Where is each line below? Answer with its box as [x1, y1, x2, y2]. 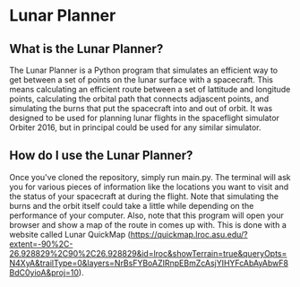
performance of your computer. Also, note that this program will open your [9, 210, 285, 221]
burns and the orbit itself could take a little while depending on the [9, 200, 254, 211]
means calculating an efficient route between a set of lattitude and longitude [9, 84, 291, 94]
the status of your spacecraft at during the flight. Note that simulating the [9, 190, 279, 202]
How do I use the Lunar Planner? [9, 148, 193, 163]
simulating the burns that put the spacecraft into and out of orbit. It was [9, 103, 273, 113]
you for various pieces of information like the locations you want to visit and [9, 181, 289, 192]
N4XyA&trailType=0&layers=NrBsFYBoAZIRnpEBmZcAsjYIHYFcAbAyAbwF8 [9, 257, 289, 268]
